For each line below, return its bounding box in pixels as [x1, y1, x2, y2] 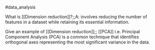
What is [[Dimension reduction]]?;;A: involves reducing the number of [5, 14, 148, 19]
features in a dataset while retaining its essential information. [5, 19, 130, 25]
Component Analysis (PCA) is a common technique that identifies [5, 34, 139, 40]
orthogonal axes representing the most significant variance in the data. [5, 39, 150, 45]
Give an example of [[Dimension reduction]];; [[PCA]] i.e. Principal [5, 29, 140, 34]
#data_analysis [5, 4, 36, 10]
